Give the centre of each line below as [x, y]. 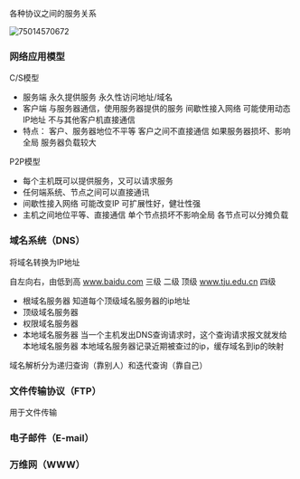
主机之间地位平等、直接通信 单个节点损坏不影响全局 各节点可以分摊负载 [155, 215]
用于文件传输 [33, 412]
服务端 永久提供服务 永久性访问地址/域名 [98, 97]
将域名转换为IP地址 [45, 262]
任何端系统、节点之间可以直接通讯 [86, 192]
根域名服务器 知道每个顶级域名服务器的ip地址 [106, 301]
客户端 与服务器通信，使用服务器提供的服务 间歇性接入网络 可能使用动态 [156, 109]
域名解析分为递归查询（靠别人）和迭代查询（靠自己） [108, 365]
